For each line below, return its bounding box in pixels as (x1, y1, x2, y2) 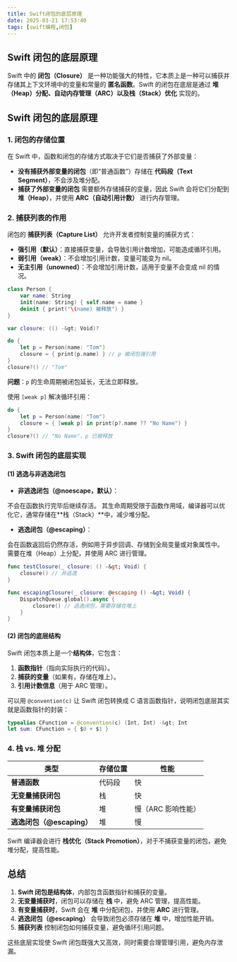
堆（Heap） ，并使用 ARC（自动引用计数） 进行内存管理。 (17, 193, 183, 202)
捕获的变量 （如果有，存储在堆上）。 (17, 672, 120, 681)
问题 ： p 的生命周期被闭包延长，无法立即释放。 (7, 377, 142, 385)
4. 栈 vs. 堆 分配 (7, 744, 61, 754)
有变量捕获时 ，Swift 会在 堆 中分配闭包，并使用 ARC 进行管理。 (17, 906, 203, 914)
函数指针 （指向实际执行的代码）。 (17, 663, 114, 672)
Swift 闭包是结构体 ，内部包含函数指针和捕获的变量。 (17, 888, 171, 896)
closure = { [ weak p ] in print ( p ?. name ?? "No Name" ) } (20, 419, 188, 427)
